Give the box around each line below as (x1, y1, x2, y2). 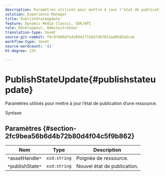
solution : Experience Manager (5, 12, 67, 17)
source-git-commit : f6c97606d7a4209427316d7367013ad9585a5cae (5, 35, 135, 40)
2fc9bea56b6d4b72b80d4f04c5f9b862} (5, 132, 135, 140)
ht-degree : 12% (5, 48, 36, 53)
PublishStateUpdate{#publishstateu (5, 74, 156, 85)
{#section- (42, 124, 77, 133)
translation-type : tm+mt (5, 30, 56, 35)
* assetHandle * (7, 155, 42, 162)
